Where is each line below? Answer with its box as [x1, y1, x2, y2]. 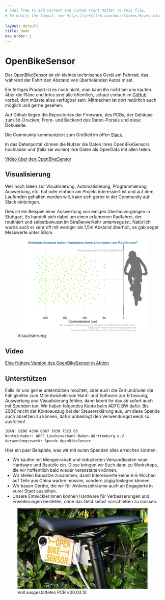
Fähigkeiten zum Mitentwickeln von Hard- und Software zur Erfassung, [5, 393, 149, 399]
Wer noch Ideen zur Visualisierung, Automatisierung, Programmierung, [5, 183, 148, 189]
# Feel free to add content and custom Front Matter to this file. [5, 8, 146, 13]
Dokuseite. [5, 122, 27, 128]
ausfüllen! [5, 419, 26, 425]
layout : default [5, 24, 38, 29]
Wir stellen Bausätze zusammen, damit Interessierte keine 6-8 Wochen [12, 472, 156, 479]
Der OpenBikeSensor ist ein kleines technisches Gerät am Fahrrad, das [5, 72, 149, 78]
